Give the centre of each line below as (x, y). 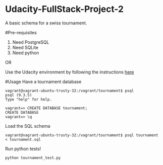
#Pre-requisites (21, 32)
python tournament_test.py (33, 158)
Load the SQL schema (28, 126)
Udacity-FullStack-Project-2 (64, 9)
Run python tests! (23, 149)
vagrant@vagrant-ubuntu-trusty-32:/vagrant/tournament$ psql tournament (82, 135)
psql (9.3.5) (19, 95)
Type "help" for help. (28, 99)
